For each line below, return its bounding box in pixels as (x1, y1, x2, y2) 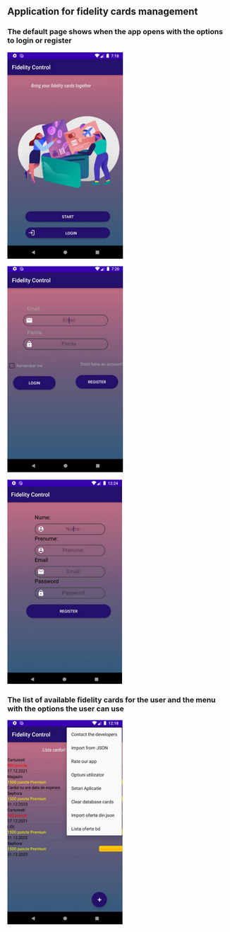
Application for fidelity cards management (7, 6, 198, 18)
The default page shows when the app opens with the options (7, 27, 224, 37)
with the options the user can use (7, 704, 125, 713)
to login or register (7, 35, 72, 45)
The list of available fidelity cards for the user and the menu (7, 694, 217, 704)
